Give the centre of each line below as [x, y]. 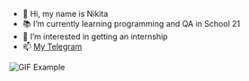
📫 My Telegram [52, 46]
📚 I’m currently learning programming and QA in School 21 [131, 24]
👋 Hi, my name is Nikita [65, 14]
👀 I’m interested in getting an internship [95, 36]
